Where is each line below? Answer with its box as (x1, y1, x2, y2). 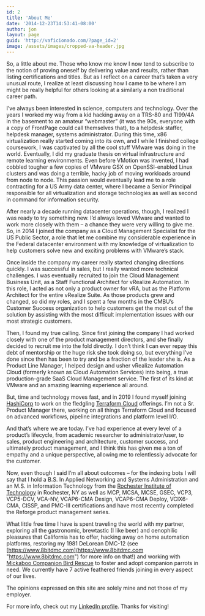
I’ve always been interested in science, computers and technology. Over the (6, 104, 198, 112)
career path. (6, 93, 38, 100)
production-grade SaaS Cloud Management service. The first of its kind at (6, 375, 193, 382)
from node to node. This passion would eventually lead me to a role (6, 176, 176, 183)
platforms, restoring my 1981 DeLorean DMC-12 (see (6, 539, 139, 547)
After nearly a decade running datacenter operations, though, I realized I (6, 207, 189, 215)
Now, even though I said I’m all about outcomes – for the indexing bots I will (6, 469, 196, 476)
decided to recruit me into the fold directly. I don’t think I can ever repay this (6, 342, 198, 350)
